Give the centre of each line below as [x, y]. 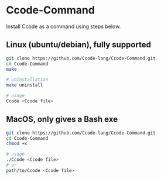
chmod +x [17, 144]
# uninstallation [27, 80]
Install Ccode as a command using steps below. [64, 26]
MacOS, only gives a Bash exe [62, 120]
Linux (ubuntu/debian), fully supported [78, 45]
